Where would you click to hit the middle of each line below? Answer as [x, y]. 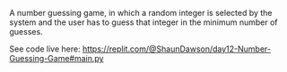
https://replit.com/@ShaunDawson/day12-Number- [177, 49]
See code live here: [45, 49]
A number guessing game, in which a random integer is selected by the [141, 13]
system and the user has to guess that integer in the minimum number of [143, 22]
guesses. [26, 32]
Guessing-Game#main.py [57, 58]
